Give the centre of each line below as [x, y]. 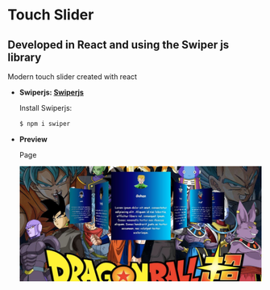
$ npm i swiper [45, 124]
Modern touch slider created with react [73, 77]
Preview [33, 139]
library [25, 57]
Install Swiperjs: [46, 108]
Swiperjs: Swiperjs [51, 92]
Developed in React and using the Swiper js [118, 45]
